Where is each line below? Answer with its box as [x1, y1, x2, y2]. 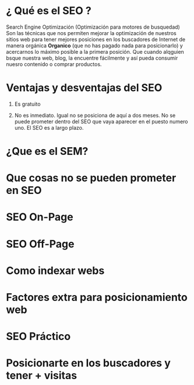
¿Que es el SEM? [6, 145, 89, 158]
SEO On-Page [6, 210, 74, 224]
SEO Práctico [6, 330, 71, 343]
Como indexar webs [6, 264, 105, 277]
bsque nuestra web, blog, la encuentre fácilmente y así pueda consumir [6, 54, 178, 61]
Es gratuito [14, 100, 41, 107]
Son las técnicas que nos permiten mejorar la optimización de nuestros [6, 29, 177, 36]
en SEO [6, 184, 42, 197]
